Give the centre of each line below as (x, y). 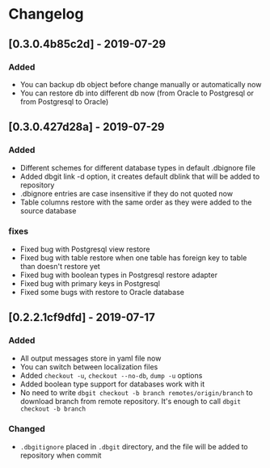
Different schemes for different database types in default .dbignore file (138, 167)
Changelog (46, 14)
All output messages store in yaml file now (91, 358)
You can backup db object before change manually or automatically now (141, 84)
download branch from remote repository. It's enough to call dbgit (130, 401)
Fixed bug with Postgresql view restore (85, 249)
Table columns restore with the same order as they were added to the (136, 202)
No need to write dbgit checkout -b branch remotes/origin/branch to (136, 392)
